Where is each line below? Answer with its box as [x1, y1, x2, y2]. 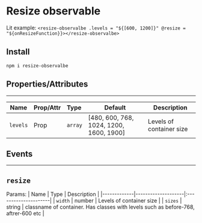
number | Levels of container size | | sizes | [74, 197, 182, 204]
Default [104, 103, 126, 112]
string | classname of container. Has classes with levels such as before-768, [6, 203, 195, 211]
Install [6, 47, 30, 57]
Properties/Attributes [6, 79, 88, 90]
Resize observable [6, 4, 101, 18]
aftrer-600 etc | [6, 210, 44, 217]
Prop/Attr [34, 103, 61, 112]
